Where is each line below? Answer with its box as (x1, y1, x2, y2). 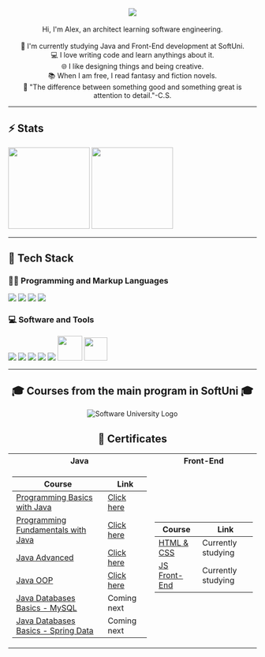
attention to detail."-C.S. (93, 90, 172, 99)
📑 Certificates (98, 432, 167, 445)
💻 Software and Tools (8, 314, 95, 325)
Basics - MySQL (16, 603, 77, 614)
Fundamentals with (16, 524, 87, 535)
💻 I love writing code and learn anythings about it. (50, 50, 215, 59)
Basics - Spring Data (16, 625, 94, 636)
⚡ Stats (8, 122, 44, 135)
